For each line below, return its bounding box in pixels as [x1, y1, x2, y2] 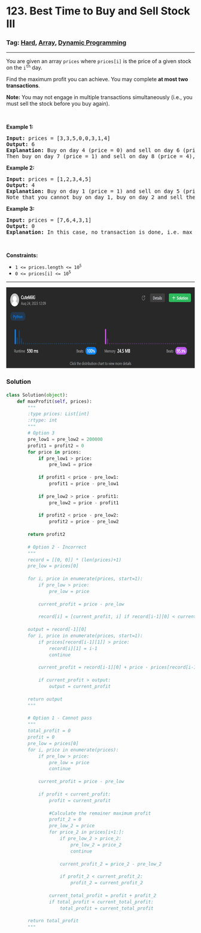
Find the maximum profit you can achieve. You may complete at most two [6, 76, 188, 83]
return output [28, 696, 63, 702]
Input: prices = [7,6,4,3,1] [6, 217, 92, 223]
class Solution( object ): [6, 392, 68, 398]
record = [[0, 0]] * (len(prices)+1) [28, 557, 121, 563]
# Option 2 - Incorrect [28, 544, 87, 550]
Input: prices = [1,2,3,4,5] [6, 176, 92, 183]
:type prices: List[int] [28, 411, 90, 417]
